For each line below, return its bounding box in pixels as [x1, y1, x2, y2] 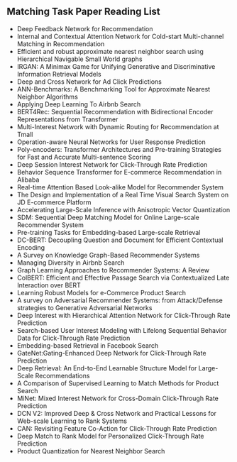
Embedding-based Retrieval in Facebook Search [16, 341, 159, 350]
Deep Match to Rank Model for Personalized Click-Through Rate [16, 431, 204, 440]
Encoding [16, 243, 45, 251]
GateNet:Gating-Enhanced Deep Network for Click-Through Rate [16, 348, 206, 357]
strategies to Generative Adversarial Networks [16, 303, 153, 312]
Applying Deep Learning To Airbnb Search [16, 99, 141, 109]
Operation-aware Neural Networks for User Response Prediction [16, 138, 206, 146]
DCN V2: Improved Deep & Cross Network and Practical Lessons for [16, 409, 217, 417]
